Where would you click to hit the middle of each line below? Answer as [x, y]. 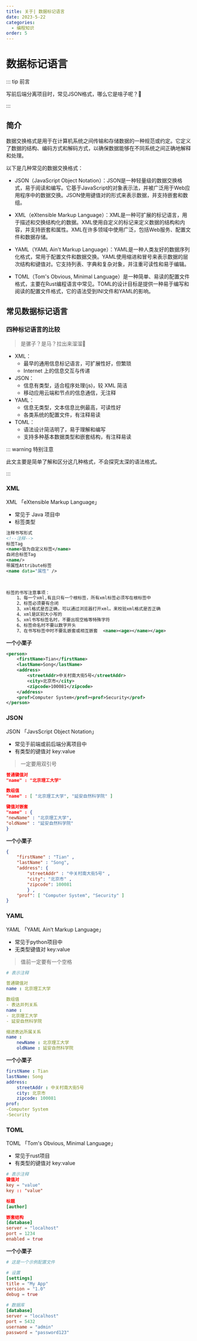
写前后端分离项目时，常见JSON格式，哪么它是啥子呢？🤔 [74, 94]
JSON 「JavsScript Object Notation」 [52, 732]
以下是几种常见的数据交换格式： [45, 168]
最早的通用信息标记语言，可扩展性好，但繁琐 [77, 363]
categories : [21, 22]
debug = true [22, 1295]
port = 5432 [21, 1321]
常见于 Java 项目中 [37, 514]
